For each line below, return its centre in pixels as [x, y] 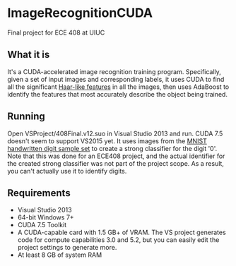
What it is [29, 55]
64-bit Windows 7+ [46, 217]
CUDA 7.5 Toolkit [42, 225]
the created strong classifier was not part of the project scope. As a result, [116, 163]
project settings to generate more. [67, 248]
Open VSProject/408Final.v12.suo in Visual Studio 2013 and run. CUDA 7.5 [115, 133]
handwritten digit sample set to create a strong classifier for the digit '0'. [112, 148]
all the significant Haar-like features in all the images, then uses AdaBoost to [118, 87]
